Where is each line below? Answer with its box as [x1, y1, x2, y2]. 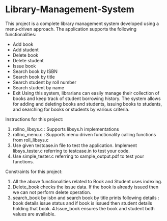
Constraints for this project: [5, 168, 63, 175]
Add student [12, 46, 39, 53]
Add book [12, 41, 34, 47]
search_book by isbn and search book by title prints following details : [12, 194, 159, 201]
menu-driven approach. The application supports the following [5, 26, 136, 32]
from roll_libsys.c [12, 137, 49, 143]
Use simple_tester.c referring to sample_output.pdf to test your [12, 153, 145, 159]
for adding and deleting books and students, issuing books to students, [12, 101, 162, 107]
